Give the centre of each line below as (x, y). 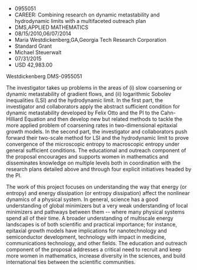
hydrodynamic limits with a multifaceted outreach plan (80, 21)
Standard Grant (33, 46)
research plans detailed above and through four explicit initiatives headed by (99, 169)
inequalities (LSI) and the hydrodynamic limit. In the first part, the (85, 100)
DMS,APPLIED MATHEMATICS (51, 27)
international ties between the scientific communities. (71, 262)
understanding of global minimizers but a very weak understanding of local (97, 205)
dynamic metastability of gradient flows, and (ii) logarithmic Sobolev (89, 94)
